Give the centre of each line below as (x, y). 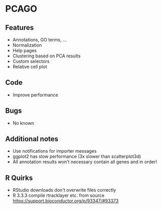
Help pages (25, 50)
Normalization (27, 45)
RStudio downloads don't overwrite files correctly (64, 190)
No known (23, 123)
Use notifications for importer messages (55, 151)
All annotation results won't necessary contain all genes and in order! (85, 162)
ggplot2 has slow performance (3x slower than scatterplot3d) (77, 156)
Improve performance (35, 95)
